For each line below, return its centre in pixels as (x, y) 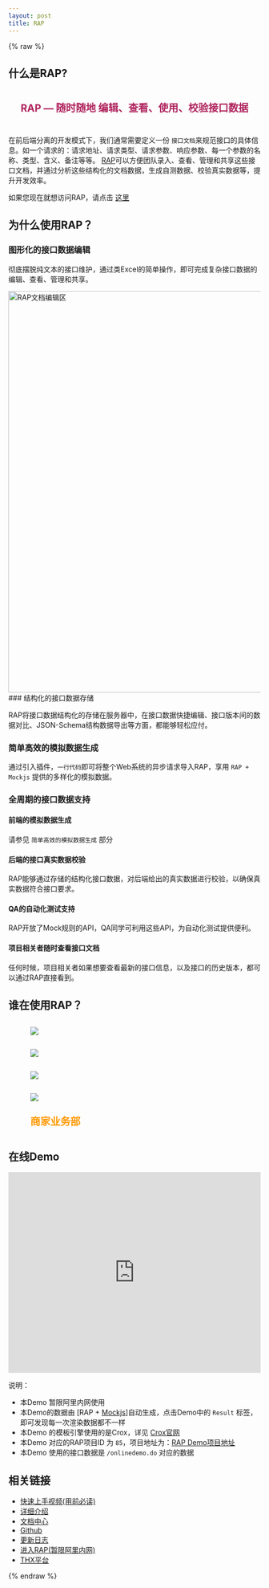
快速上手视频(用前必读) (58, 1501)
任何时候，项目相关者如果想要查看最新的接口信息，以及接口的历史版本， (127, 967)
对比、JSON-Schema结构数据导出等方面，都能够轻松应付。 (113, 725)
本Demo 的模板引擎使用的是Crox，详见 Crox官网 (100, 1433)
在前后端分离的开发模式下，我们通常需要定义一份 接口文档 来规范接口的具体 (130, 140)
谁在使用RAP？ (46, 1005)
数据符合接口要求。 (46, 889)
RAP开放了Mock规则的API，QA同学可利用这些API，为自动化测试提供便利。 (132, 928)
